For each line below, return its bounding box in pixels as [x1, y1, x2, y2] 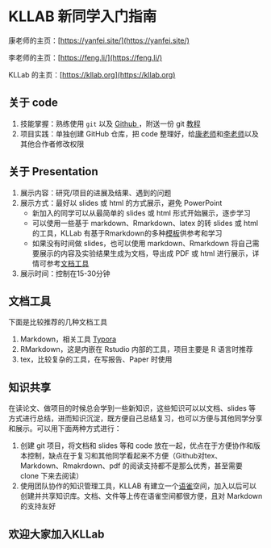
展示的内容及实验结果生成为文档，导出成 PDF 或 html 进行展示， [39, 248, 252, 258]
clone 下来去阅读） [19, 471, 83, 481]
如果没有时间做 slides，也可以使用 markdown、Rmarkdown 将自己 [31, 238, 252, 248]
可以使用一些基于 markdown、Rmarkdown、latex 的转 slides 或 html [31, 218, 259, 228]
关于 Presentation [8, 165, 98, 178]
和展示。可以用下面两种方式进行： [8, 424, 122, 433]
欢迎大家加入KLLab [8, 527, 105, 541]
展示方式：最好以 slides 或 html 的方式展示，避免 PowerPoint [19, 198, 223, 207]
